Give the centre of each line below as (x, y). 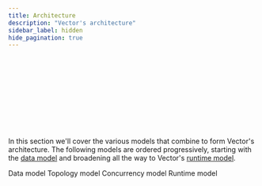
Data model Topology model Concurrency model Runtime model (113, 173)
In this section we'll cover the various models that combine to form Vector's (131, 141)
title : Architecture (42, 15)
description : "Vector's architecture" (72, 23)
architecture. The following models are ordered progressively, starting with (130, 150)
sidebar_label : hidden (46, 30)
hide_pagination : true (46, 38)
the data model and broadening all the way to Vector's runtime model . (122, 158)
